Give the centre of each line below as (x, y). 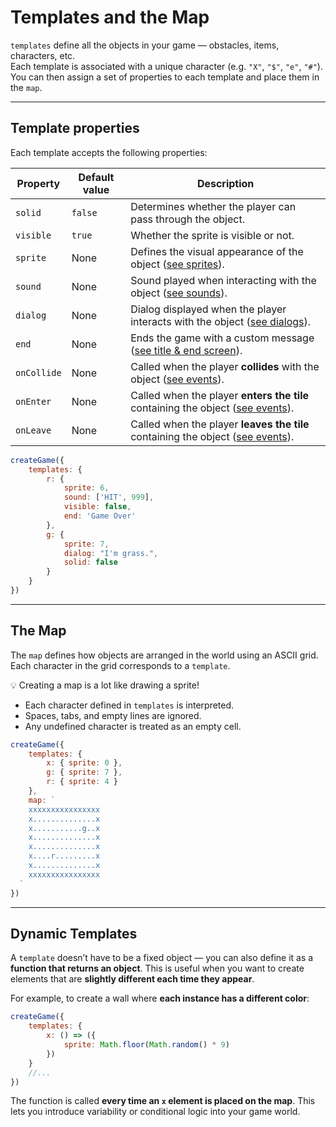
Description (225, 183)
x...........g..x (64, 828)
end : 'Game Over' (100, 516)
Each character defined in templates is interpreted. (129, 705)
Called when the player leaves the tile (220, 424)
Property (38, 183)
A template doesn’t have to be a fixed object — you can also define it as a (162, 958)
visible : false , (97, 507)
